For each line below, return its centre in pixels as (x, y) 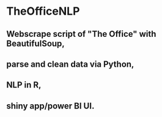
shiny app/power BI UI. (50, 106)
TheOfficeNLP (43, 11)
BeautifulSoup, (36, 43)
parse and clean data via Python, (70, 64)
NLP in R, (24, 85)
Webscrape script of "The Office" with (81, 34)
